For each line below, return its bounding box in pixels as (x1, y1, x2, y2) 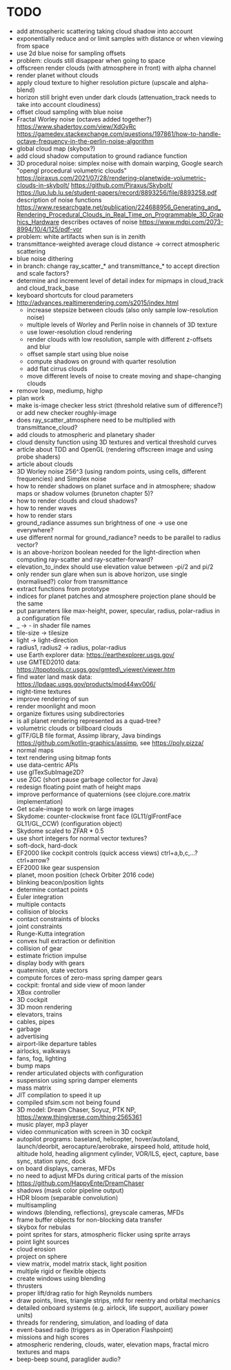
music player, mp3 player (16, 1120, 88, 1128)
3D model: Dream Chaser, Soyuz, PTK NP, (16, 1106, 137, 1114)
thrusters (16, 1282, 43, 1290)
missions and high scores (16, 1333, 90, 1341)
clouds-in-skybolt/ (16, 181, 70, 189)
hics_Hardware (16, 218, 60, 226)
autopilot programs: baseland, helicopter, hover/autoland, (16, 1135, 180, 1143)
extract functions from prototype (16, 584, 110, 592)
